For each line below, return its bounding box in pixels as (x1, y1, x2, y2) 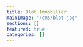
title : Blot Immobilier (6, 9, 67, 15)
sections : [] (6, 20, 40, 26)
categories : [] (6, 32, 45, 38)
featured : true (6, 26, 45, 32)
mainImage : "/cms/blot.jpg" (6, 15, 78, 21)
